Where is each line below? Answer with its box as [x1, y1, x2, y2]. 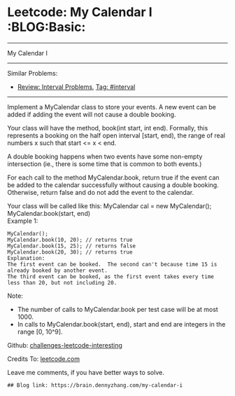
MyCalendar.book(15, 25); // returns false [7, 243, 136, 250]
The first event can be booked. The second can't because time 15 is [7, 261, 218, 268]
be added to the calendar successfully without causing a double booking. [7, 180, 219, 189]
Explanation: [7, 254, 45, 261]
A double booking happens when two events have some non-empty [7, 152, 203, 161]
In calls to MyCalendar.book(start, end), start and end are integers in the [17, 320, 226, 328]
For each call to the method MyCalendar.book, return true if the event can [7, 173, 220, 182]
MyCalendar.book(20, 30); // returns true [7, 248, 133, 256]
